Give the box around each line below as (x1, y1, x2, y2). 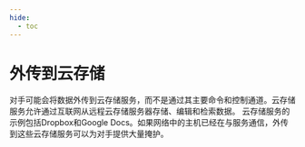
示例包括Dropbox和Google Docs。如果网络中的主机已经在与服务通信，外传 (9, 117, 289, 128)
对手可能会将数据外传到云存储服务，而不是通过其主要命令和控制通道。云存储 (9, 95, 296, 106)
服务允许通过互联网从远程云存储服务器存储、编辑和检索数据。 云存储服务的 (9, 106, 290, 117)
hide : (9, 13, 30, 23)
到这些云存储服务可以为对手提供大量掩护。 (9, 128, 169, 140)
